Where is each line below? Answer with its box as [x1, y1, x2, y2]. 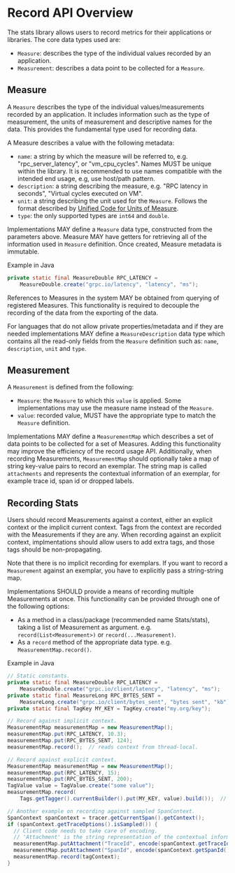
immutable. [7, 247, 40, 256]
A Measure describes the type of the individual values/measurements [7, 103, 205, 111]
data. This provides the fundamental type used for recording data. [7, 124, 198, 134]
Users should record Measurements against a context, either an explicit [7, 516, 213, 524]
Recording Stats [7, 497, 79, 509]
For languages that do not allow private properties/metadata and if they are [7, 322, 224, 330]
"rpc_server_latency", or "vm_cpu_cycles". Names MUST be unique [17, 159, 212, 168]
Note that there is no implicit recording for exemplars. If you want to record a [7, 559, 228, 568]
